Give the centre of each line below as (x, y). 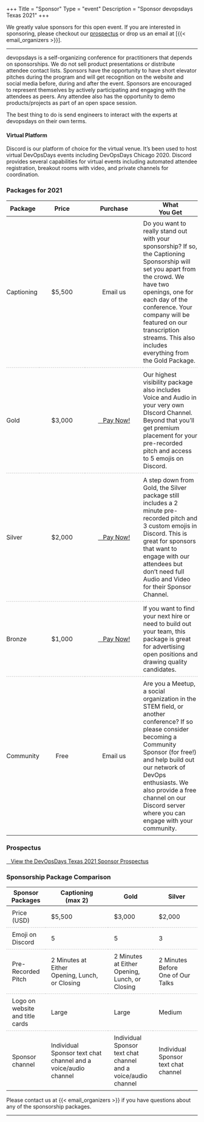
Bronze (17, 639)
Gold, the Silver (165, 488)
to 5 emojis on (163, 458)
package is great (167, 639)
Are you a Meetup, (169, 683)
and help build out (169, 759)
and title (23, 1016)
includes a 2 (160, 503)
